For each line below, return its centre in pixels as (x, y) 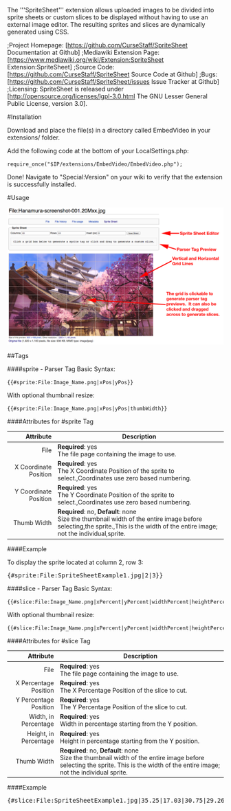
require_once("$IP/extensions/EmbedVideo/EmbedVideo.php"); (95, 164)
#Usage (18, 198)
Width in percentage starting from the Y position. (129, 724)
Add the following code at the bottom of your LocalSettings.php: (98, 151)
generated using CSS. (38, 32)
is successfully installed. (42, 184)
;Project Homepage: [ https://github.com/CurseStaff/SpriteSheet (97, 45)
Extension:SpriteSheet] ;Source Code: (61, 67)
